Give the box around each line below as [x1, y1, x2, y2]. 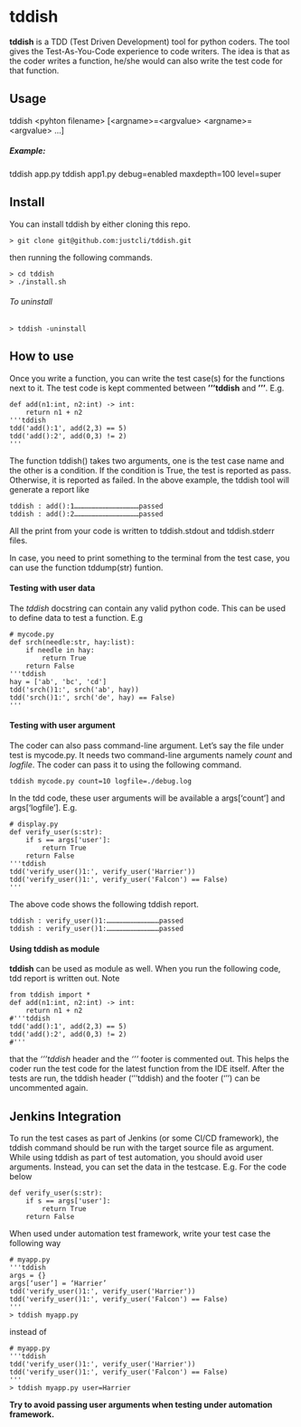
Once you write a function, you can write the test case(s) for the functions [9, 372, 286, 383]
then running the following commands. [9, 251, 154, 263]
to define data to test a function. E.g [9, 612, 143, 623]
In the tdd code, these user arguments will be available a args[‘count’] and [9, 793, 286, 803]
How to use [9, 349, 74, 364]
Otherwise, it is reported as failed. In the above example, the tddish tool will [9, 474, 289, 485]
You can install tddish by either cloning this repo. [9, 219, 192, 230]
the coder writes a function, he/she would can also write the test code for [9, 55, 283, 66]
